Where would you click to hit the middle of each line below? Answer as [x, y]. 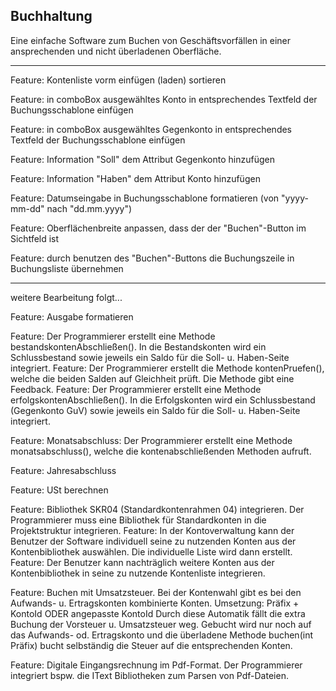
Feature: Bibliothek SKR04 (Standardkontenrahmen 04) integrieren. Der [157, 509]
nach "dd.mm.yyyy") [89, 208]
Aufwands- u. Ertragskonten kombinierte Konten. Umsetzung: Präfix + [155, 603]
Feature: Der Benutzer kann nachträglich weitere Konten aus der [142, 562]
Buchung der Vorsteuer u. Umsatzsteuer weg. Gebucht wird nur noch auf [161, 624]
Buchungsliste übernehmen [67, 268]
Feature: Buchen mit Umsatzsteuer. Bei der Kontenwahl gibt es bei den [156, 592]
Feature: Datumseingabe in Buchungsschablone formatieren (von [145, 198]
